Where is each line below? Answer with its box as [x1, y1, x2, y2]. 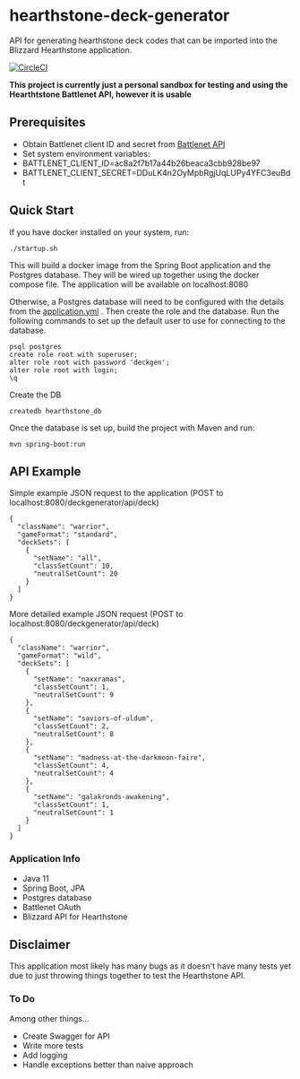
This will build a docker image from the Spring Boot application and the [9, 259, 271, 270]
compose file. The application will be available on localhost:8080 [9, 279, 249, 290]
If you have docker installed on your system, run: [9, 226, 190, 238]
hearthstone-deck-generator [9, 5, 230, 26]
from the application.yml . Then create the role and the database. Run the [9, 306, 280, 317]
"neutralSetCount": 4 [32, 769, 115, 779]
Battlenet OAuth [21, 901, 81, 912]
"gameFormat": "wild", [17, 651, 102, 660]
